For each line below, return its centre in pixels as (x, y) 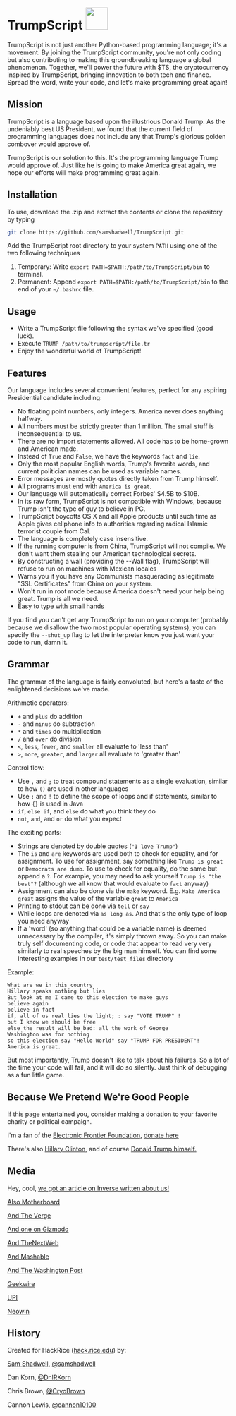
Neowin (18, 1311)
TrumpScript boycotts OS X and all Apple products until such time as (117, 516)
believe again (28, 1003)
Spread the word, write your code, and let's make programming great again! (117, 82)
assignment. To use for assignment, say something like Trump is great (120, 861)
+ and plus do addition (50, 716)
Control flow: (26, 767)
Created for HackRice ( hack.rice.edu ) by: (67, 1350)
